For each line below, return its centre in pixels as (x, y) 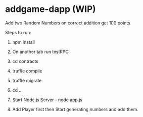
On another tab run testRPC (40, 52)
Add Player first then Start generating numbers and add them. (75, 109)
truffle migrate (27, 80)
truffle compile (27, 71)
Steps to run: (18, 32)
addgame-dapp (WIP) (50, 9)
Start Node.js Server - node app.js (47, 100)
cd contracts (25, 61)
